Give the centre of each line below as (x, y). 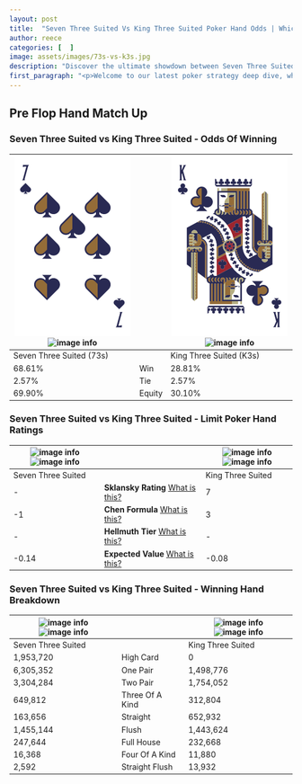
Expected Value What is (149, 554)
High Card (140, 657)
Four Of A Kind (148, 754)
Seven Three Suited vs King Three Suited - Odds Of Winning (143, 139)
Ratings (27, 430)
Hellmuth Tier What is (145, 531)
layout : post (34, 19)
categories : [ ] (42, 48)
